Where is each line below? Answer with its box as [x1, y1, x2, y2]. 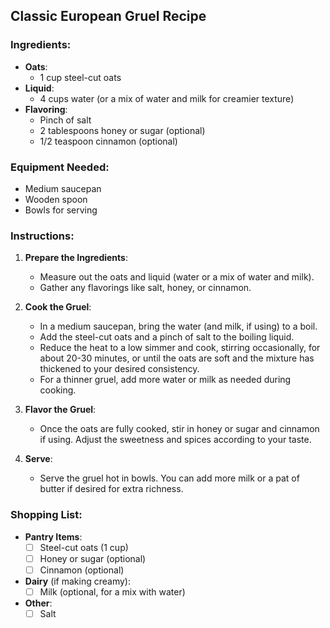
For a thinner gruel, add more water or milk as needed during [39, 374, 292, 386]
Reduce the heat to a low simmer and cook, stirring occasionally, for [39, 342, 321, 354]
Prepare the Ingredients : [24, 252, 128, 264]
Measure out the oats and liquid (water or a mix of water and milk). [39, 271, 315, 283]
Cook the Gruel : [24, 301, 92, 313]
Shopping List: [10, 508, 83, 522]
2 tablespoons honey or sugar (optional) [39, 124, 206, 136]
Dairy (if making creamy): [24, 575, 131, 587]
